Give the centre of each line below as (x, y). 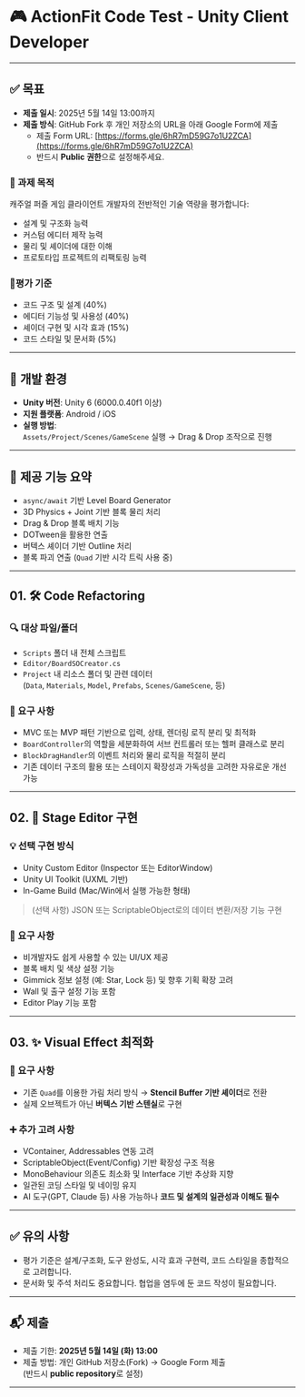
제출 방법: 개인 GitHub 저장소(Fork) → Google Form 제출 (124, 1362)
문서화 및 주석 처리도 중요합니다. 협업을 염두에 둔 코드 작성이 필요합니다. (149, 1282)
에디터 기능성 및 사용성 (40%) (76, 316)
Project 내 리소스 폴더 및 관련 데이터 (88, 673)
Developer (49, 42)
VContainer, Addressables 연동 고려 (88, 1150)
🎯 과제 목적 (32, 182)
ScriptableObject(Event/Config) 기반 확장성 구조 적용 (119, 1162)
